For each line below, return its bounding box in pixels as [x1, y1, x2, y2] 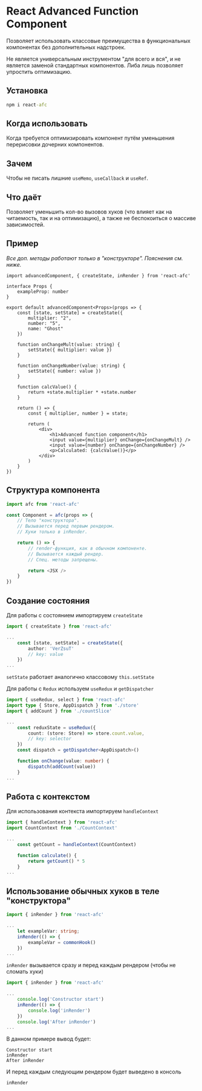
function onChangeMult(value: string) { [17, 341, 120, 347]
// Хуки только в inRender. [17, 529, 88, 535]
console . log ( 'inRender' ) [28, 1007, 91, 1014]
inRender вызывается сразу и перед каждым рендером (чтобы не [6, 962, 176, 969]
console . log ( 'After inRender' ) [17, 1018, 96, 1025]
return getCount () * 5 [28, 858, 85, 864]
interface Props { [6, 283, 53, 289]
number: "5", [28, 320, 61, 326]
